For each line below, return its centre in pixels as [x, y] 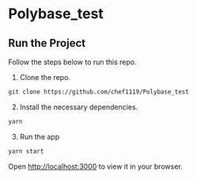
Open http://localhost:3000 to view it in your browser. [96, 166]
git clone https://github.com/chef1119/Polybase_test [99, 92]
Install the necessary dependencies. [79, 107]
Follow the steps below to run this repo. [72, 62]
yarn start [26, 151]
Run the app [40, 136]
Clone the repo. [45, 77]
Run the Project [47, 43]
